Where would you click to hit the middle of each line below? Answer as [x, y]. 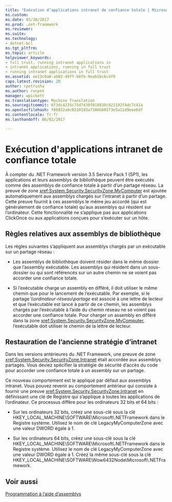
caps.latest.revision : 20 [33, 81]
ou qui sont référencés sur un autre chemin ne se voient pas [93, 272]
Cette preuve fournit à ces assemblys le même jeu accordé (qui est [76, 201]
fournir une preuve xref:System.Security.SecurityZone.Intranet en [74, 391]
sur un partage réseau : [30, 252]
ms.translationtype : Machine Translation [50, 100]
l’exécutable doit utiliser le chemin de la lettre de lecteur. [72, 326]
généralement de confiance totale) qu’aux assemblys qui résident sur [78, 207]
